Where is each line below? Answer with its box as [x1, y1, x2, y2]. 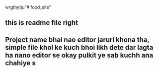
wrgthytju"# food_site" [5, 4, 51, 10]
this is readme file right [5, 18, 79, 27]
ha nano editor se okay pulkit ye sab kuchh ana [5, 51, 154, 59]
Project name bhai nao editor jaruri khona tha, [5, 35, 150, 44]
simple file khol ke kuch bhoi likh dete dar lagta [5, 43, 154, 52]
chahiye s [5, 59, 36, 67]
